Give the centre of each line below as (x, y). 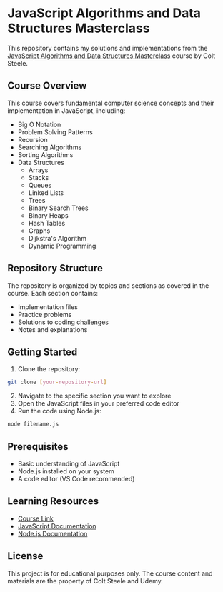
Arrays (38, 170)
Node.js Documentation (53, 533)
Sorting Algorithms (45, 154)
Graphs (39, 231)
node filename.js (33, 424)
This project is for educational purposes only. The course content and (110, 573)
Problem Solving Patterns (55, 132)
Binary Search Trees (58, 208)
